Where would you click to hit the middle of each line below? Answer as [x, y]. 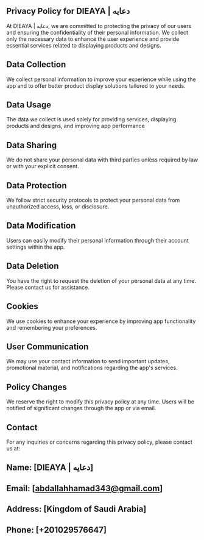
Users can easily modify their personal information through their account [97, 240]
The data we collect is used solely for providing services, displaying [91, 119]
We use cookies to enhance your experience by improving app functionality [101, 321]
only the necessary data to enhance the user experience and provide [93, 39]
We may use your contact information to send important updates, [88, 361]
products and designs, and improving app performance [76, 126]
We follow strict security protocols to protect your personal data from [93, 200]
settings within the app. [36, 247]
